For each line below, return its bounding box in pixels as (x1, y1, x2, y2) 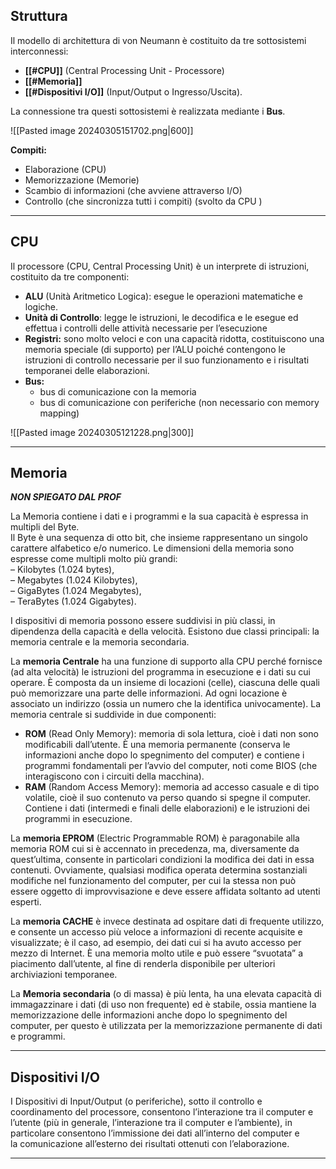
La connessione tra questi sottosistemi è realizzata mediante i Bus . (10, 105, 286, 117)
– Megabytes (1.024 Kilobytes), (10, 574, 138, 586)
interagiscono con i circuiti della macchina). (24, 770, 205, 783)
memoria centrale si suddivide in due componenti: (10, 709, 217, 721)
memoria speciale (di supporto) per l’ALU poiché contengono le (24, 343, 287, 355)
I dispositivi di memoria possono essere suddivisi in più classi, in (10, 615, 276, 627)
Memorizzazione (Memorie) (24, 174, 140, 186)
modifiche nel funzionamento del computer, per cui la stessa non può (10, 875, 297, 887)
